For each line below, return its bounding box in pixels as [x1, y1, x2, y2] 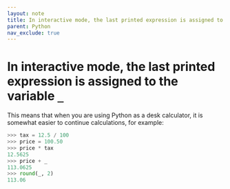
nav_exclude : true [7, 29, 60, 37]
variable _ [7, 88, 64, 104]
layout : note [7, 10, 45, 17]
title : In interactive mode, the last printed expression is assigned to [7, 17, 224, 23]
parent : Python [7, 23, 51, 30]
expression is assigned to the [7, 74, 179, 90]
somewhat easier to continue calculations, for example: [7, 119, 164, 127]
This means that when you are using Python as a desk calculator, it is [7, 111, 203, 119]
